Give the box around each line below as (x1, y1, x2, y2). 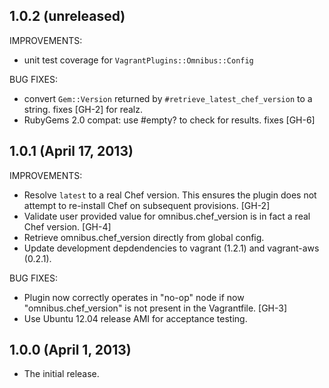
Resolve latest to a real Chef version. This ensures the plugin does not (23, 189, 317, 201)
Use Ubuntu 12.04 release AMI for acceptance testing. (23, 312, 248, 324)
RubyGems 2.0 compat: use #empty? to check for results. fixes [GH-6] (23, 114, 316, 126)
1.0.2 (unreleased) (9, 8, 126, 25)
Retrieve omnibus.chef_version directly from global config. (23, 231, 265, 243)
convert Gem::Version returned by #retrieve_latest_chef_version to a (23, 92, 313, 104)
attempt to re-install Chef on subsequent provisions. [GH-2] (23, 199, 271, 211)
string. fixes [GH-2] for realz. (23, 103, 144, 115)
